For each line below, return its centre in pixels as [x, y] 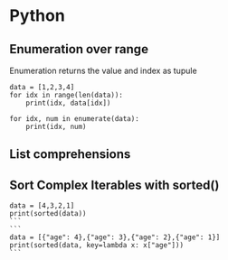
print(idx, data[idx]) [68, 103]
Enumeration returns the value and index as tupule [103, 70]
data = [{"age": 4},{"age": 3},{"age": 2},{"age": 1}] [115, 237]
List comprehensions [70, 154]
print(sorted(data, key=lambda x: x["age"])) [96, 246]
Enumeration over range [79, 49]
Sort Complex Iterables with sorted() [114, 185]
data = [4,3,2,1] [42, 206]
